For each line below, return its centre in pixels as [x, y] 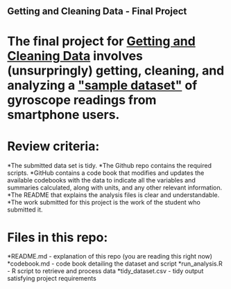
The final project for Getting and [101, 41]
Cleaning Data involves [75, 56]
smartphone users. [63, 114]
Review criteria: [53, 146]
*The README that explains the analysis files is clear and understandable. [113, 195]
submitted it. [25, 209]
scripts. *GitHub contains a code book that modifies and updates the [106, 173]
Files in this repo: [58, 237]
